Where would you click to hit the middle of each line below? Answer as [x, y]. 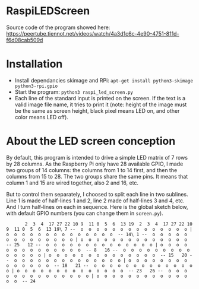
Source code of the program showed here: [58, 27]
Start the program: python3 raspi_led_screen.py [74, 92]
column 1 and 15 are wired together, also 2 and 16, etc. [72, 183]
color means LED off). [41, 117]
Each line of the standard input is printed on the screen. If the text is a [100, 98]
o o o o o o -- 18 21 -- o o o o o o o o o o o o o [99, 265]
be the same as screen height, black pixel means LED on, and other [97, 110]
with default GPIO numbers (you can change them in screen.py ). [85, 213]
